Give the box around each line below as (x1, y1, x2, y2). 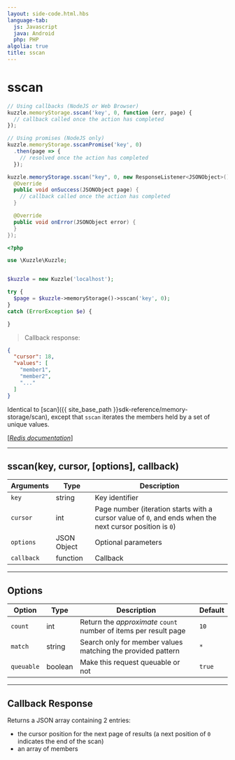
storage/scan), (7, 413, 50, 421)
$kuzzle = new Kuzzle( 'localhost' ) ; (7, 276, 114, 283)
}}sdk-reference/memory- (113, 405, 188, 413)
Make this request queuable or (80, 658, 180, 668)
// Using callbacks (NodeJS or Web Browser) (7, 102, 139, 109)
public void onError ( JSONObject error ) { (13, 219, 136, 226)
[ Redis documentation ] (7, 434, 73, 442)
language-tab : (7, 17, 49, 24)
